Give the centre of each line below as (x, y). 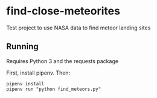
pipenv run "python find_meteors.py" (54, 89)
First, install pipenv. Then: (38, 73)
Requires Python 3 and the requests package (62, 61)
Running (23, 47)
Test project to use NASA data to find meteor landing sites (78, 28)
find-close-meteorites (63, 11)
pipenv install (25, 84)
